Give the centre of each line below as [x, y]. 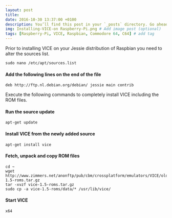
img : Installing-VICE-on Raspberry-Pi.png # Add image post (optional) [83, 29]
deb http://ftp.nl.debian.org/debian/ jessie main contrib [70, 85]
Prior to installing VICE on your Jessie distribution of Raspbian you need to [84, 48]
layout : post [19, 10]
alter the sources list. [27, 54]
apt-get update [21, 123]
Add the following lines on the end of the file [53, 74]
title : [12, 15]
